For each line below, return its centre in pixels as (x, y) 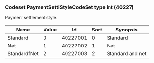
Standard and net (127, 54)
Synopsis (127, 30)
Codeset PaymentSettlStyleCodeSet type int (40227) (69, 7)
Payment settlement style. (31, 18)
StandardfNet (23, 54)
